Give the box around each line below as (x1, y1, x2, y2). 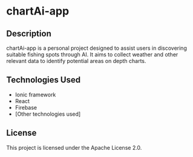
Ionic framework (15, 91, 56, 98)
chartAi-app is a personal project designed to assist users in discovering (6, 44, 188, 52)
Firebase (15, 104, 38, 111)
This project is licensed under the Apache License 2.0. (6, 144, 142, 151)
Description (6, 28, 51, 39)
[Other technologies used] (15, 110, 81, 118)
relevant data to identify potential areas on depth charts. (6, 58, 146, 64)
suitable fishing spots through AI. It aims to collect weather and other (6, 51, 178, 58)
